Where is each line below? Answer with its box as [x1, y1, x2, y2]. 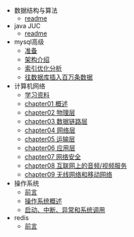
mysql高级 [13, 37, 44, 46]
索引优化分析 [24, 64, 62, 72]
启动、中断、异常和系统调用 [24, 206, 106, 214]
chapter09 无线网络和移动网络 [24, 170, 113, 178]
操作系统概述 [24, 197, 62, 205]
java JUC [13, 22, 41, 30]
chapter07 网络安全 [24, 153, 81, 161]
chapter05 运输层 [24, 135, 75, 143]
